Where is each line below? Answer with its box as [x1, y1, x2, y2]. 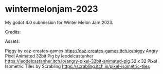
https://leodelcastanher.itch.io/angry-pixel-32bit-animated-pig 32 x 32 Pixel [5, 58, 157, 64]
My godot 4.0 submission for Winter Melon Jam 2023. [5, 19, 113, 25]
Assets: [5, 38, 20, 44]
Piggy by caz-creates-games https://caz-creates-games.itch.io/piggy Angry [5, 48, 158, 54]
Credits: [5, 29, 21, 35]
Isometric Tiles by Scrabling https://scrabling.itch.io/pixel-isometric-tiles [5, 63, 150, 69]
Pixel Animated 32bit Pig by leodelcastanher [5, 53, 94, 59]
